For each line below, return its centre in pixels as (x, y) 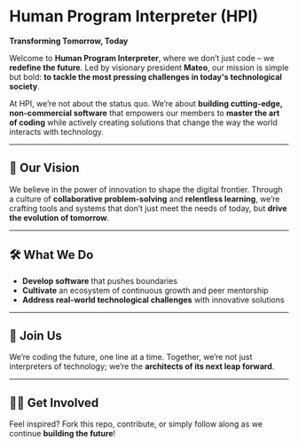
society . (24, 86)
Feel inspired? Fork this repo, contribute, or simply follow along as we (136, 424)
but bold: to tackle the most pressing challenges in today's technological (145, 76)
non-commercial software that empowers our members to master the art (145, 113)
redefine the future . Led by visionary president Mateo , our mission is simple (149, 67)
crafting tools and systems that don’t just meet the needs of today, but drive (148, 208)
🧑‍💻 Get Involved (54, 402)
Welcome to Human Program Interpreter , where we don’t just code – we (142, 58)
